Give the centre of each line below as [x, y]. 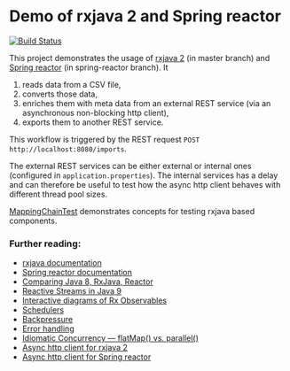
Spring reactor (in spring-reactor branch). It [89, 67]
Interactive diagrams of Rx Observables [94, 301]
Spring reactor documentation [77, 273]
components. [33, 220]
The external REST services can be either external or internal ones [130, 166]
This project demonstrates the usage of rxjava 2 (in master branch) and [140, 58]
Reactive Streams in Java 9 [72, 291]
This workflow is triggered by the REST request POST [105, 139]
